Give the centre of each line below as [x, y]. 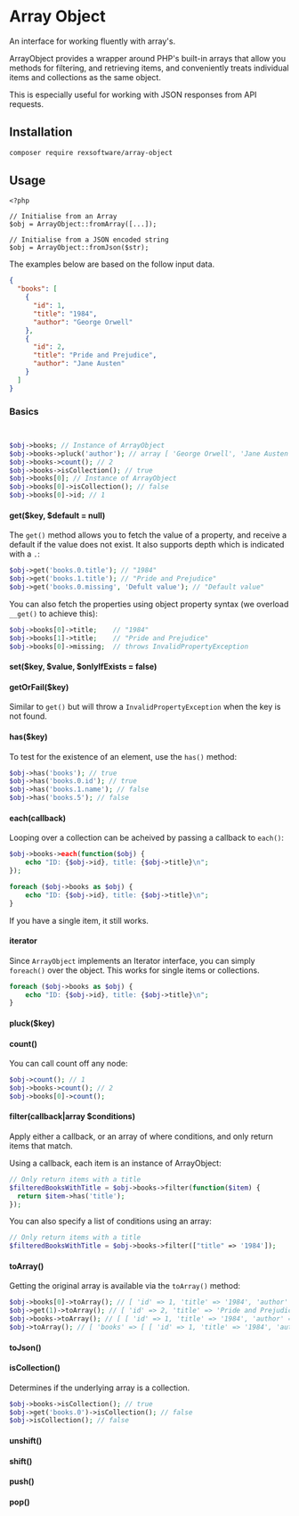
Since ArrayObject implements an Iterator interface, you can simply [132, 960]
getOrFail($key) [39, 687]
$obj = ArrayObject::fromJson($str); [79, 248]
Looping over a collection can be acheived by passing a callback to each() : [147, 838]
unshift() [26, 1440]
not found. [28, 716]
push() [22, 1481]
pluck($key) [32, 1023]
